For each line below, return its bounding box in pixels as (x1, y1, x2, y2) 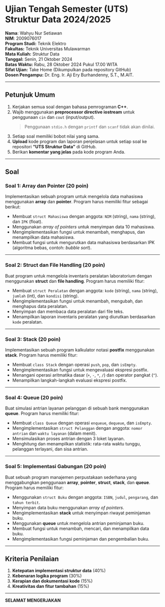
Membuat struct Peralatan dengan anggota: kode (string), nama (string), (12, 287, 158, 293)
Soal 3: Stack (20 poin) (5, 335, 61, 342)
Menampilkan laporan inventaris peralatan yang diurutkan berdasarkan (12, 313, 156, 320)
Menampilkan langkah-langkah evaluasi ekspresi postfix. (12, 377, 127, 384)
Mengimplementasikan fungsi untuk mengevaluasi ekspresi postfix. (12, 367, 149, 373)
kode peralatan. (12, 319, 43, 325)
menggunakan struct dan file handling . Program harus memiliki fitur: (5, 278, 145, 284)
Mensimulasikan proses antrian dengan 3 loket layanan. (12, 436, 125, 441)
